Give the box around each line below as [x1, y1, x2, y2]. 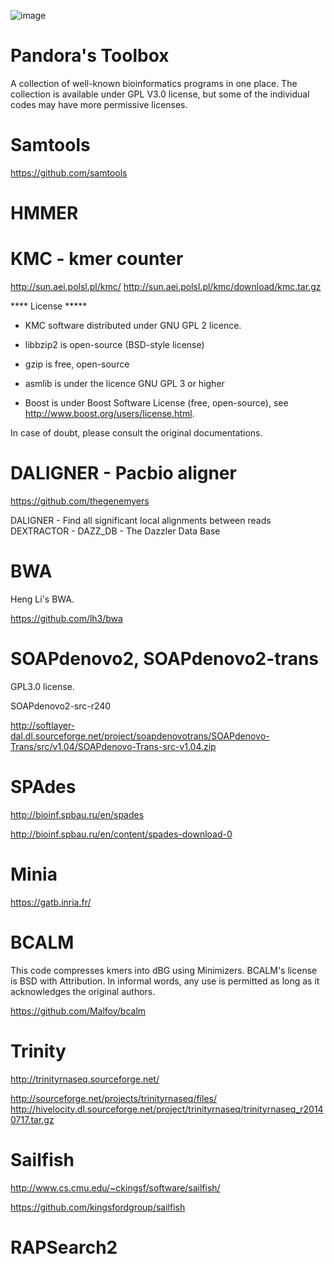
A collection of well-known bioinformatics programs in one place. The [10, 77, 298, 89]
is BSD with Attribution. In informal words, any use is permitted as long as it [10, 975, 320, 987]
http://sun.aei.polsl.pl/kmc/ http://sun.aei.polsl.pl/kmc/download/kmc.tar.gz [10, 281, 322, 292]
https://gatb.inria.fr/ [10, 896, 92, 908]
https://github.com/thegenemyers [10, 495, 150, 507]
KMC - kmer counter [10, 248, 184, 270]
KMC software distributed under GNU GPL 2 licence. [24, 320, 242, 331]
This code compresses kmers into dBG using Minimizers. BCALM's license [10, 964, 318, 976]
